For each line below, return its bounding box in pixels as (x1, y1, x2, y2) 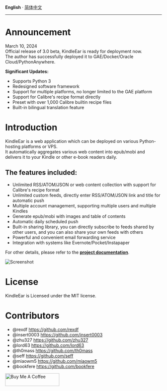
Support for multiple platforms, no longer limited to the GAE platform (12, 88, 153, 94)
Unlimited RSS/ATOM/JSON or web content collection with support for (12, 182, 157, 188)
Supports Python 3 (12, 78, 51, 84)
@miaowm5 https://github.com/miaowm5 (12, 358, 97, 364)
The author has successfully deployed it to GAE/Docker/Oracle (5, 54, 134, 60)
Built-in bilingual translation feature (12, 104, 84, 110)
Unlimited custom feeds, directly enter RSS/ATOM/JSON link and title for (12, 192, 161, 198)
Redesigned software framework (12, 83, 80, 89)
